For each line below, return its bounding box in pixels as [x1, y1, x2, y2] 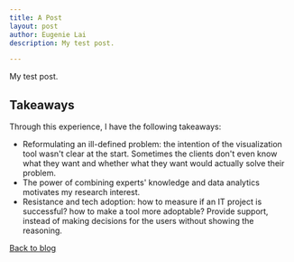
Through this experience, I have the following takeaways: [9, 121, 222, 132]
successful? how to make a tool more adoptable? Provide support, [22, 206, 269, 217]
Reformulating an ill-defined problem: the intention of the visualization [22, 139, 282, 150]
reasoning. [22, 225, 63, 236]
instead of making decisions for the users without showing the [22, 216, 254, 227]
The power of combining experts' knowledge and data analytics [22, 177, 260, 188]
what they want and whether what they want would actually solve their [22, 158, 285, 169]
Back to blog [9, 243, 57, 254]
